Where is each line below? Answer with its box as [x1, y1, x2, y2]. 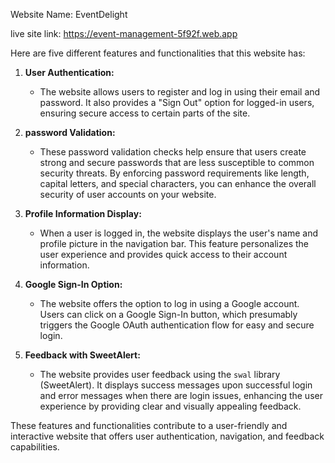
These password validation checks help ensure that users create [39, 146, 307, 158]
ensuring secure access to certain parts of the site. [39, 107, 251, 119]
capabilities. [10, 441, 60, 453]
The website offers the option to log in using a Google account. [39, 298, 300, 309]
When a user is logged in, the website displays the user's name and [39, 227, 319, 239]
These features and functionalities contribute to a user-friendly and [10, 420, 288, 431]
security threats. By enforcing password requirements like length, [39, 167, 310, 179]
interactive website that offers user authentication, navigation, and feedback [10, 430, 325, 442]
